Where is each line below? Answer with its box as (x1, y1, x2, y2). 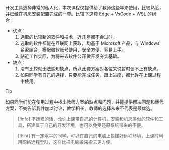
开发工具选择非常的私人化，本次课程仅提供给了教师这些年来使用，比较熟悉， (5, 5, 164, 10)
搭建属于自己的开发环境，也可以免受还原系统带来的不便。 (26, 122, 146, 128)
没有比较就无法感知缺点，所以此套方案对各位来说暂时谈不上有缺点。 (20, 66, 161, 72)
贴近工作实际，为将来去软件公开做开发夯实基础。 (20, 53, 122, 59)
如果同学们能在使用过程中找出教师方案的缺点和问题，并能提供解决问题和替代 (5, 99, 164, 105)
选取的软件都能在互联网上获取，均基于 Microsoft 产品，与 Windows (20, 40, 160, 46)
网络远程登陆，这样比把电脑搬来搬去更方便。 (22, 139, 115, 145)
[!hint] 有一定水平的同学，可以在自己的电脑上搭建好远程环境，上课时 (17, 133, 159, 139)
